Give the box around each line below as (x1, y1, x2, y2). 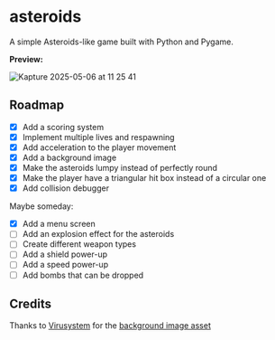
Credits (9, 296, 52, 311)
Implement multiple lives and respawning (22, 131, 175, 142)
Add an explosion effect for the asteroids (22, 229, 175, 240)
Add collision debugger (22, 183, 110, 194)
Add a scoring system (22, 121, 105, 132)
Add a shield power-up (22, 249, 108, 260)
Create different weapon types (22, 239, 137, 250)
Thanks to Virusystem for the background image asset (9, 320, 212, 331)
